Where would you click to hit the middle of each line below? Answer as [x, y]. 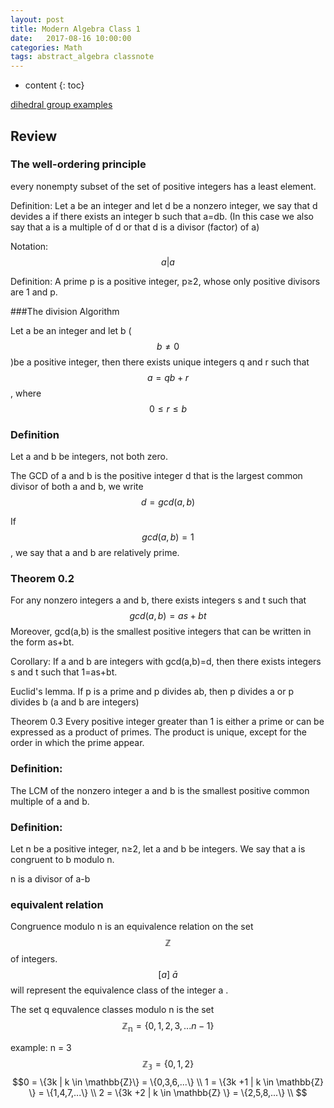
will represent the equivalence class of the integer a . [119, 990]
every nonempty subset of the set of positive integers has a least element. [163, 186]
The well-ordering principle [78, 164]
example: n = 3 [41, 1048]
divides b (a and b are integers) [75, 702]
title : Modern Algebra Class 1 [75, 29]
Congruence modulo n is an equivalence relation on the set [132, 927]
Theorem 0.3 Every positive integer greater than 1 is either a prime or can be [167, 722]
